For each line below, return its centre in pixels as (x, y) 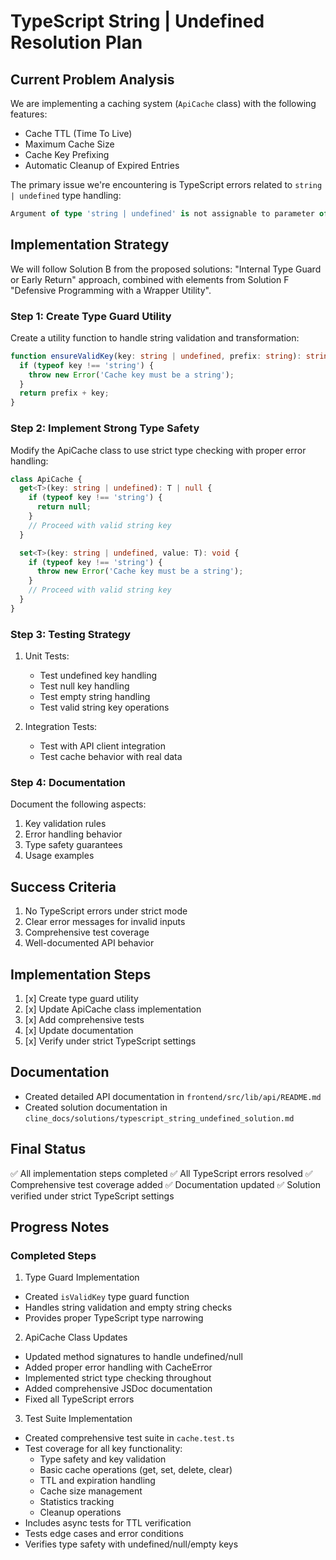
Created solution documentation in (96, 1107)
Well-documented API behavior (89, 943)
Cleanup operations (80, 1512)
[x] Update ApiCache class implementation (113, 1009)
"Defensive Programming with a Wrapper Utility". (111, 290)
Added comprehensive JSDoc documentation (118, 1389)
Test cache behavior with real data (111, 757)
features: (29, 114)
